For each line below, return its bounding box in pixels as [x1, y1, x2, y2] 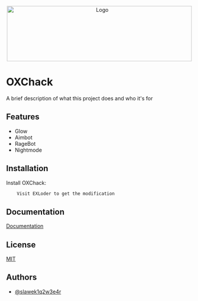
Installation [6, 163, 48, 174]
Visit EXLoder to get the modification [17, 191, 115, 197]
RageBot [14, 140, 36, 147]
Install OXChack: [6, 179, 47, 186]
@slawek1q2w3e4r [14, 288, 61, 295]
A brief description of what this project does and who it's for [6, 94, 153, 102]
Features [6, 112, 40, 122]
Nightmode [14, 146, 43, 153]
